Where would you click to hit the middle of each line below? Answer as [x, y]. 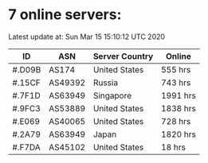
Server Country [123, 56]
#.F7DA [27, 147]
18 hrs [173, 147]
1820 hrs [179, 134]
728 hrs [176, 121]
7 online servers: [65, 15]
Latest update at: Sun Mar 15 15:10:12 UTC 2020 [87, 37]
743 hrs [176, 83]
